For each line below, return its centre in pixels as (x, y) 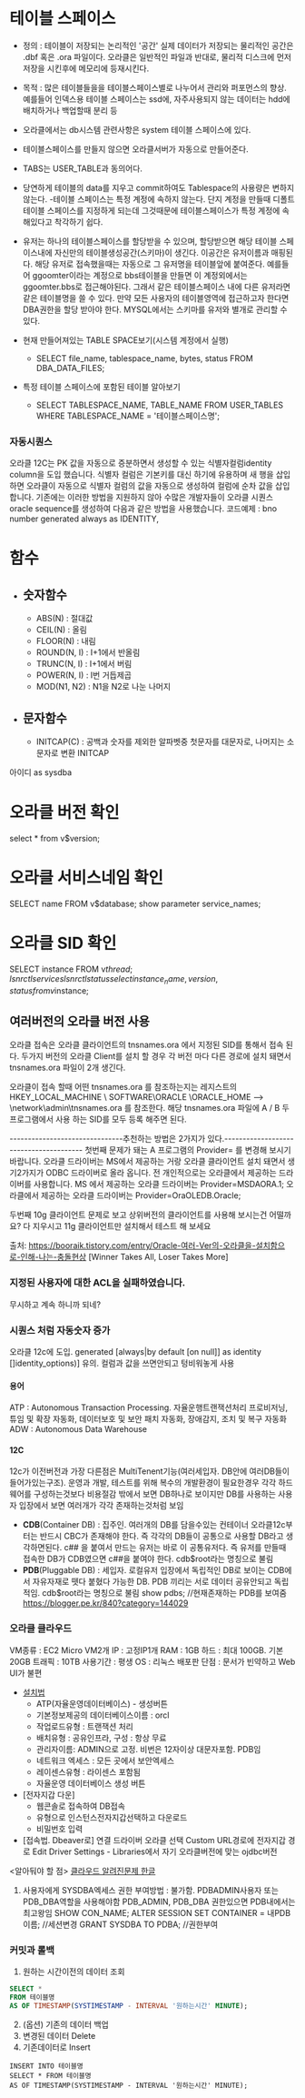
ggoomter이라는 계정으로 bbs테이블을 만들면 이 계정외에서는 (140, 275)
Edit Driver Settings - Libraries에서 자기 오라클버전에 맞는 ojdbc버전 (155, 1851)
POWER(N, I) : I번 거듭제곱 (84, 675)
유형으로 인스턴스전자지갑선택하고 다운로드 (112, 1817)
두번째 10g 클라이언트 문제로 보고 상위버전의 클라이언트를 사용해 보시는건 (138, 1215)
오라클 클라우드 (41, 1629)
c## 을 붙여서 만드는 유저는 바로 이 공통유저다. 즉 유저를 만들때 (175, 1548)
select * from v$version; (54, 838)
